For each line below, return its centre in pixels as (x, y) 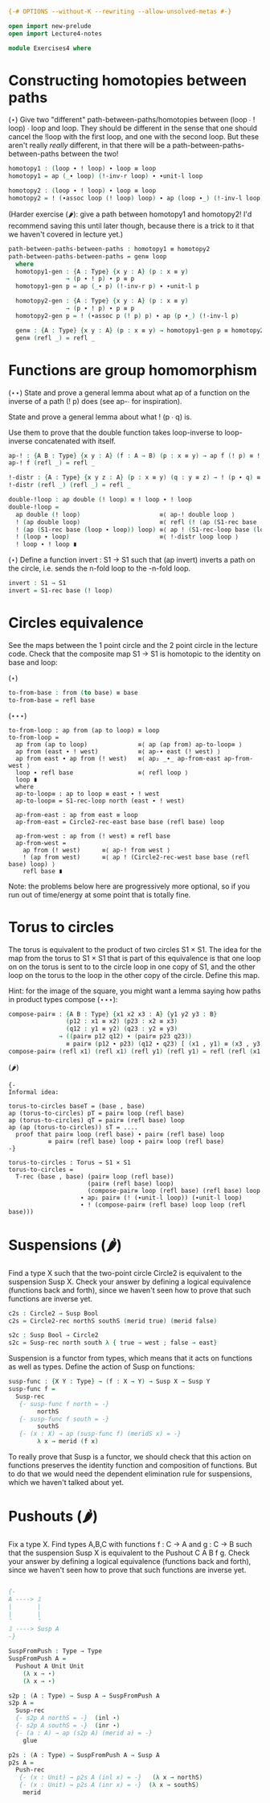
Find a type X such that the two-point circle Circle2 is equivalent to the (125, 1273)
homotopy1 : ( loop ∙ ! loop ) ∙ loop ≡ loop (82, 169)
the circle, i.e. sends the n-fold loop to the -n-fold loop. (100, 568)
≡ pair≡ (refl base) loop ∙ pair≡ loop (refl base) (136, 1141)
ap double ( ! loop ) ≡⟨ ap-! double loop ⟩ (125, 514)
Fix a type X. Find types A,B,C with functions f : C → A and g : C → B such (130, 1544)
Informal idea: (34, 1092)
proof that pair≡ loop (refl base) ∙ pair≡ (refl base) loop (120, 1134)
